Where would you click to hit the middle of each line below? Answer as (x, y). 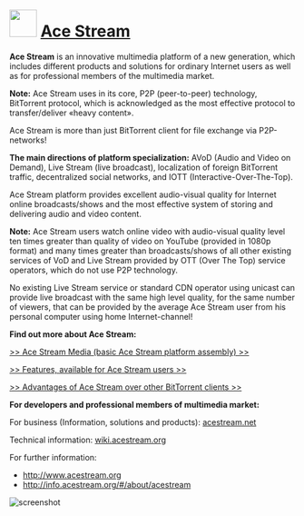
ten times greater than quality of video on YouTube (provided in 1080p (140, 241)
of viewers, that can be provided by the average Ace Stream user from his (147, 307)
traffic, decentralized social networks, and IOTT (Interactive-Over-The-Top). (151, 176)
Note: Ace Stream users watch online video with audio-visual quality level (147, 231)
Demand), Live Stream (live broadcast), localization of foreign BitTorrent (144, 167)
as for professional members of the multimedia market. (112, 75)
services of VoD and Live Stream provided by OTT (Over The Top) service (147, 260)
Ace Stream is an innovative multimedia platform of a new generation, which (152, 56)
